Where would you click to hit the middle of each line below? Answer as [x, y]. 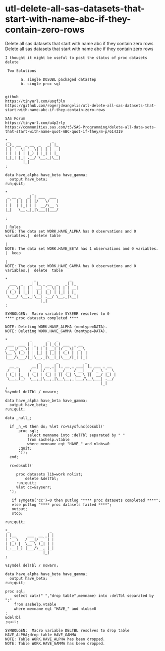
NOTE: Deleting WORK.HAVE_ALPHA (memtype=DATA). [56, 327]
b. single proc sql [41, 84]
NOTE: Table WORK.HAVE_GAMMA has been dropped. [55, 643]
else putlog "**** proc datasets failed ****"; [62, 504]
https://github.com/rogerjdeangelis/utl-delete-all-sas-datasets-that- [81, 105]
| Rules [13, 227]
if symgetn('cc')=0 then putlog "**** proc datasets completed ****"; [86, 500]
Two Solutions [22, 71]
